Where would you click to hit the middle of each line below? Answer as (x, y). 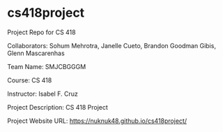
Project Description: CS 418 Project (57, 107)
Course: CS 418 (30, 80)
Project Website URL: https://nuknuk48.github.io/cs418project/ (97, 121)
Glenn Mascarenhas (36, 53)
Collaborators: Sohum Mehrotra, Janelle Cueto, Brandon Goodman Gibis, (111, 45)
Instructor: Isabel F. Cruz (43, 94)
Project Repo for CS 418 (41, 32)
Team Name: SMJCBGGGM (47, 66)
